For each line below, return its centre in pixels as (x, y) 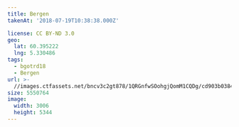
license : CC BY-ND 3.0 (41, 33)
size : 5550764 (28, 93)
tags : (15, 60)
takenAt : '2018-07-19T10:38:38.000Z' (63, 21)
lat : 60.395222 (36, 47)
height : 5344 (33, 113)
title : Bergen (28, 14)
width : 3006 (32, 106)
